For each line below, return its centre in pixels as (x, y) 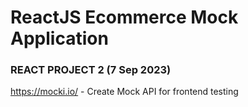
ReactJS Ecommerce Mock (124, 17)
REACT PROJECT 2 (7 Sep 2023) (91, 70)
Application (59, 38)
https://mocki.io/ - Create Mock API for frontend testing (124, 92)
